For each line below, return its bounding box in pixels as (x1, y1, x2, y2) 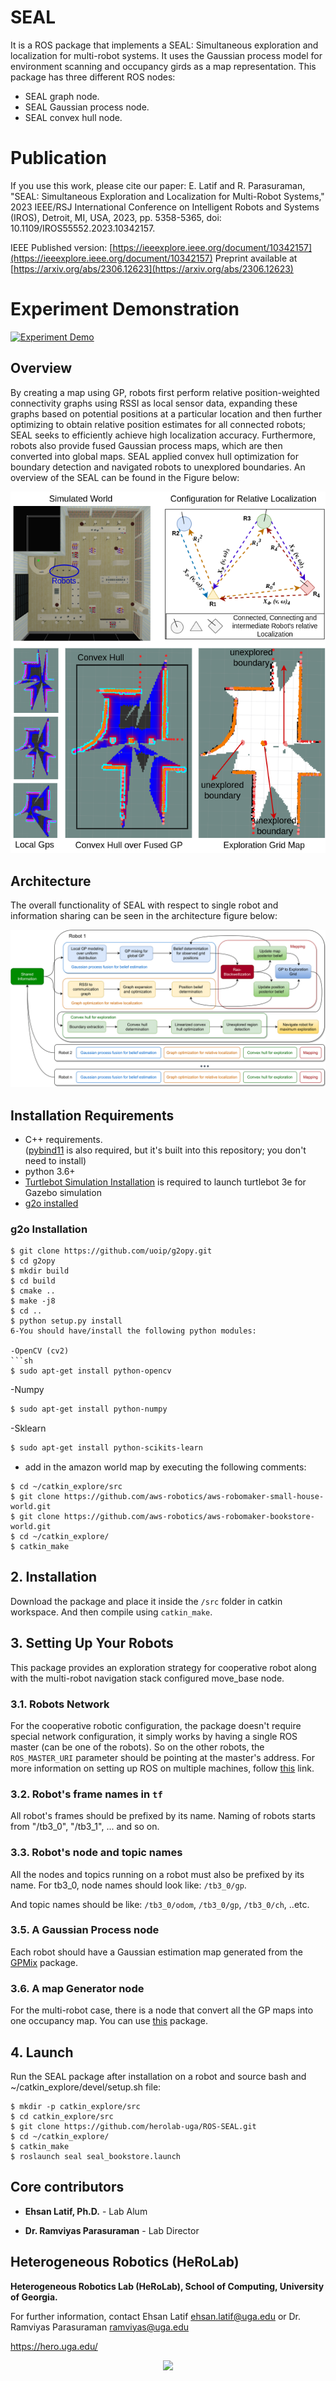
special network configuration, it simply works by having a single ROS (10, 1730, 298, 1742)
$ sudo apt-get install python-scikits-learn (10, 1443, 203, 1453)
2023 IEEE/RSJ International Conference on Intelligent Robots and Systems (10, 201, 320, 213)
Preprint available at (214, 252, 298, 264)
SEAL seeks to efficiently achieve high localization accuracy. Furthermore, (10, 429, 316, 441)
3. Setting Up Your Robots (10, 1635, 174, 1652)
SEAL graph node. (24, 90, 100, 102)
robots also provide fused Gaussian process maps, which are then (10, 439, 283, 451)
